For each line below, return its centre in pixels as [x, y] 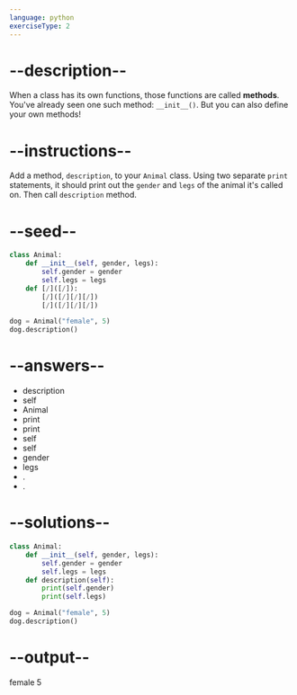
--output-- [49, 658]
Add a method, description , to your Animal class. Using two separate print [148, 175]
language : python [42, 18]
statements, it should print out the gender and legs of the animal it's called [146, 185]
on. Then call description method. [73, 195]
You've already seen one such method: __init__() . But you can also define [149, 105]
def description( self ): [70, 580]
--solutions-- [60, 523]
